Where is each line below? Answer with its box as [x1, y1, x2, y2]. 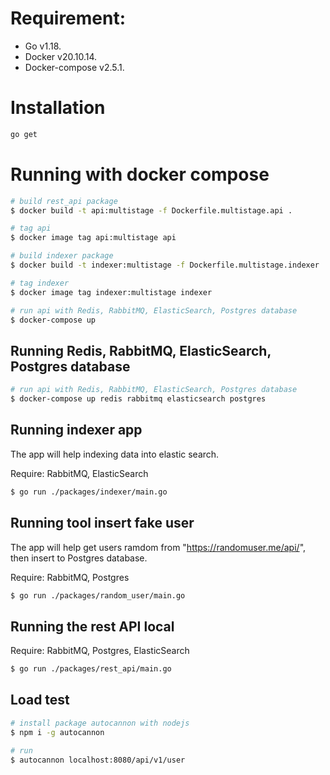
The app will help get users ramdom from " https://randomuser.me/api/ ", [10, 541, 307, 553]
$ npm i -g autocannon [10, 727, 105, 737]
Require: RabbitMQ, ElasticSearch [10, 467, 149, 479]
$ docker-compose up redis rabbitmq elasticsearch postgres [10, 394, 267, 404]
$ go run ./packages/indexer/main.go [10, 487, 168, 497]
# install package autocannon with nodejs [10, 718, 190, 728]
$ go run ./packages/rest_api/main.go [10, 664, 172, 674]
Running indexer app [10, 422, 143, 439]
